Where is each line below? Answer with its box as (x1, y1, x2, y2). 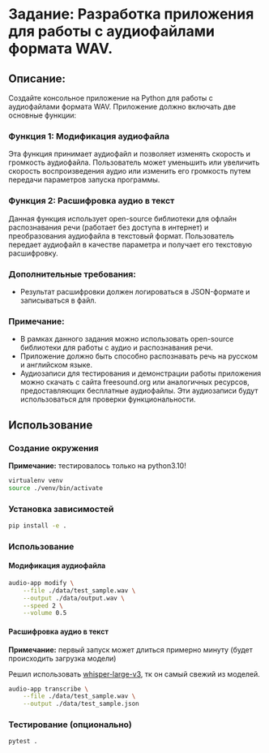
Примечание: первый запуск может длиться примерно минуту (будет (8, 644, 254, 654)
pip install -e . (8, 521, 67, 530)
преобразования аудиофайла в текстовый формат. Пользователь (8, 230, 235, 240)
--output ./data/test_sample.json (23, 699, 139, 708)
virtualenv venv (8, 476, 63, 484)
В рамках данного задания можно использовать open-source (19, 334, 234, 344)
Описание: (8, 71, 66, 85)
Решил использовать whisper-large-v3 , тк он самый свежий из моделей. (8, 669, 261, 678)
